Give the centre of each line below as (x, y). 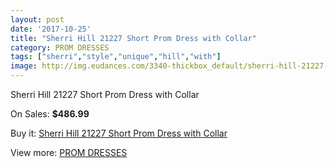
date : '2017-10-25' (51, 29)
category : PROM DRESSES (60, 47)
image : (24, 66)
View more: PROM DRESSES (69, 152)
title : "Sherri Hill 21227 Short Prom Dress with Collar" (133, 38)
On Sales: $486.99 (50, 114)
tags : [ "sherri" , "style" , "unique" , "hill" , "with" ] (116, 57)
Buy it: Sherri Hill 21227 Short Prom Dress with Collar (119, 133)
